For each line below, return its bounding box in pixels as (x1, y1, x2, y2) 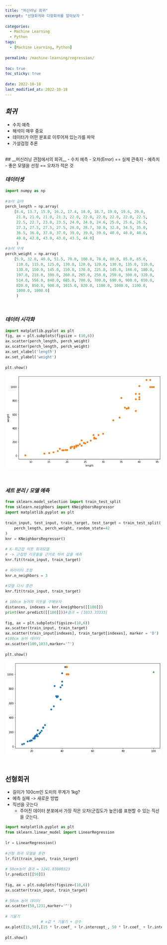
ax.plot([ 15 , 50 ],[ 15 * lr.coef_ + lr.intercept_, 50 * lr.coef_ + (5, 925, 146, 930)
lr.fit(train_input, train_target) (5, 856, 79, 861)
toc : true (5, 66, 26, 71)
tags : (5, 40, 16, 45)
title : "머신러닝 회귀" (5, 8, 48, 13)
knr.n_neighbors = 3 (5, 573, 48, 578)
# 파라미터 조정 (5, 568, 33, 573)
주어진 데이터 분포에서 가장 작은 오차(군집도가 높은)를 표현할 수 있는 (19, 808, 151, 814)
